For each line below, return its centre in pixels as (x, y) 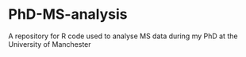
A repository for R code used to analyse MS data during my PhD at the (123, 36)
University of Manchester (50, 44)
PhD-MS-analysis (68, 14)
